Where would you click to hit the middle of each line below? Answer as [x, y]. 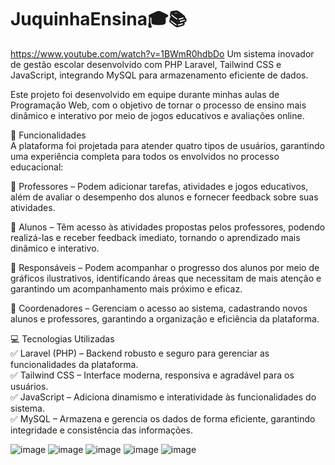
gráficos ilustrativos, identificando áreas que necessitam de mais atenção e [166, 278]
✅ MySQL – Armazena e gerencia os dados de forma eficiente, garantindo [163, 418]
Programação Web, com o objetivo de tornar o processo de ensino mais [158, 105]
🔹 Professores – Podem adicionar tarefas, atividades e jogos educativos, [159, 186]
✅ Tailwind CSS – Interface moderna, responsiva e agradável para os [152, 375]
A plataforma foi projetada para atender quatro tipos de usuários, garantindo [167, 145]
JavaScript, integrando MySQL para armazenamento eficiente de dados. [159, 75]
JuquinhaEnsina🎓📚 [99, 19]
